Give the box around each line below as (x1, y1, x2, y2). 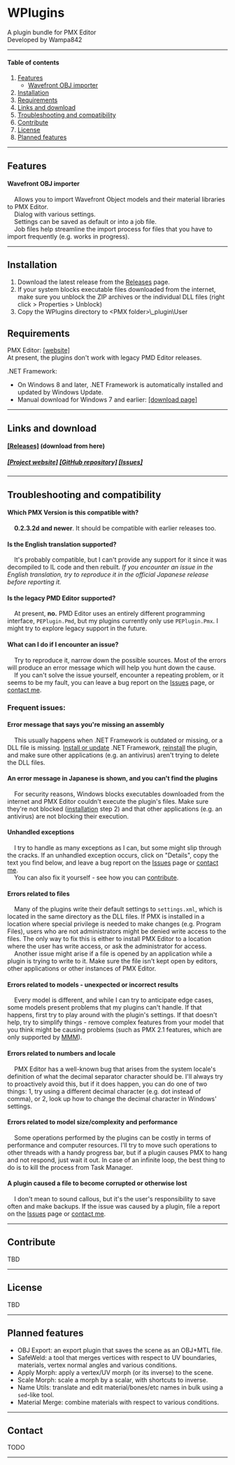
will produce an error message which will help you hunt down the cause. (7, 663, 216, 672)
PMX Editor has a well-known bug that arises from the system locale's (13, 1065, 216, 1073)
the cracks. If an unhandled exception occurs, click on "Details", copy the (7, 851, 219, 860)
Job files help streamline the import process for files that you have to (13, 225, 213, 233)
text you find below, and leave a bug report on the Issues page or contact (7, 858, 219, 867)
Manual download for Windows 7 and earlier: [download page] (17, 395, 198, 404)
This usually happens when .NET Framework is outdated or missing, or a (13, 736, 223, 744)
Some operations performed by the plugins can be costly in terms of (13, 1133, 211, 1142)
